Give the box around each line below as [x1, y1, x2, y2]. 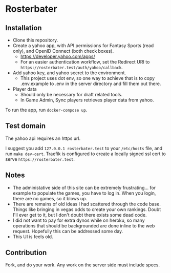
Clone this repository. [12, 37, 58, 43]
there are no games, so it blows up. [12, 195, 88, 201]
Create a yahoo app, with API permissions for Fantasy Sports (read [12, 43, 154, 49]
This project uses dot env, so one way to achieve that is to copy [20, 75, 155, 81]
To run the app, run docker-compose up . [5, 107, 88, 113]
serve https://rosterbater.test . [5, 156, 75, 162]
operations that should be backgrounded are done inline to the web [12, 222, 155, 228]
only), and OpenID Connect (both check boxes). [12, 48, 114, 54]
